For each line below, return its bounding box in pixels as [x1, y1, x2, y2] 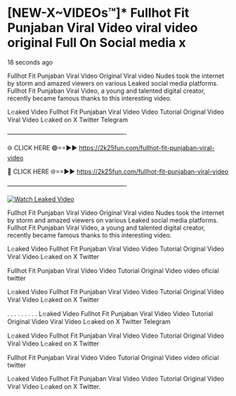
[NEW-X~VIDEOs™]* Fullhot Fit [7, 5, 190, 21]
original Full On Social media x [7, 35, 186, 51]
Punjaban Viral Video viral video [7, 20, 198, 36]
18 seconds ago [7, 58, 53, 66]
